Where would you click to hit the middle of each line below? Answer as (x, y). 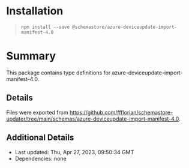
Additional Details (40, 138)
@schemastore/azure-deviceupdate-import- (124, 27)
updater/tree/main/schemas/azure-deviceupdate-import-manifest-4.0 (93, 119)
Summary (31, 56)
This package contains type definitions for (58, 73)
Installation (35, 11)
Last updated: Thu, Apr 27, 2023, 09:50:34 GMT (74, 152)
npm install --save (45, 27)
